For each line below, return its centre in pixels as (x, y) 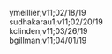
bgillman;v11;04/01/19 (48, 40)
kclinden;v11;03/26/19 (49, 31)
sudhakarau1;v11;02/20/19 (56, 22)
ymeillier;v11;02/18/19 (48, 13)
